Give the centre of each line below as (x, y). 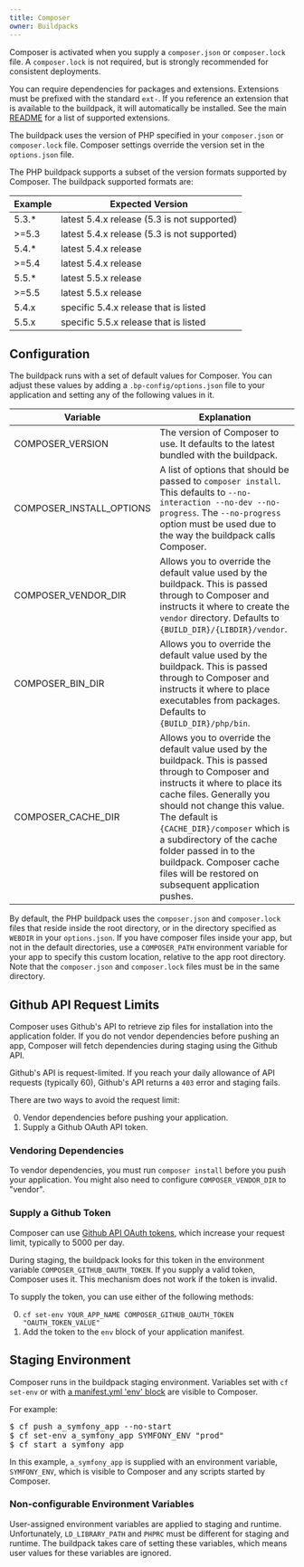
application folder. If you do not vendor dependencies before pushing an (144, 1036)
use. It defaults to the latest (218, 444)
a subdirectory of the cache (218, 840)
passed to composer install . (220, 481)
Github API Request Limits (85, 1005)
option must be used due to (218, 524)
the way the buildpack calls (218, 536)
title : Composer (40, 18)
